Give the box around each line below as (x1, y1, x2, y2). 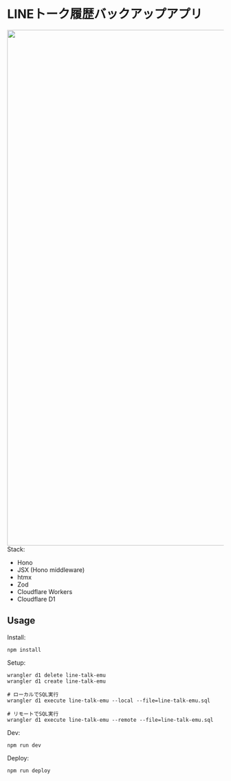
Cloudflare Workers (16, 587, 73, 595)
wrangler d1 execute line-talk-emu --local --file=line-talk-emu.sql (7, 697, 211, 704)
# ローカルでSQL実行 (7, 691, 59, 698)
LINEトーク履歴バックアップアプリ (7, 6, 203, 22)
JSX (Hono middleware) (16, 565, 85, 574)
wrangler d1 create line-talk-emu (7, 678, 107, 685)
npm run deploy (7, 767, 51, 774)
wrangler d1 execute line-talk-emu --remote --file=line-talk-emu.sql (7, 716, 214, 723)
